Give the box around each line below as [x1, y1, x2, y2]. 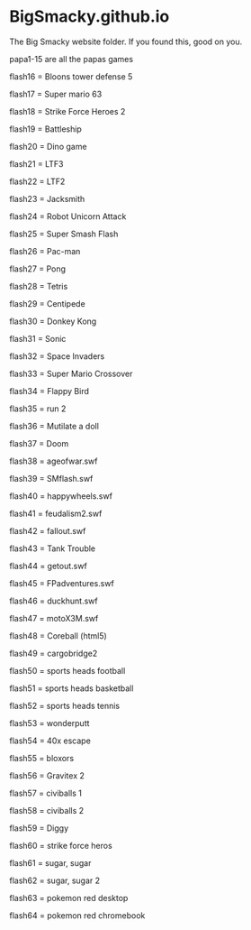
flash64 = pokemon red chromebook [9, 909, 146, 921]
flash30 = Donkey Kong [9, 316, 97, 327]
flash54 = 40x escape [9, 735, 92, 746]
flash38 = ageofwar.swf [9, 456, 98, 466]
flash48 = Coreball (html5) [9, 630, 108, 641]
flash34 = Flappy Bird [9, 385, 90, 396]
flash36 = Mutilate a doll [9, 420, 99, 431]
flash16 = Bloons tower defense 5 [9, 70, 133, 82]
